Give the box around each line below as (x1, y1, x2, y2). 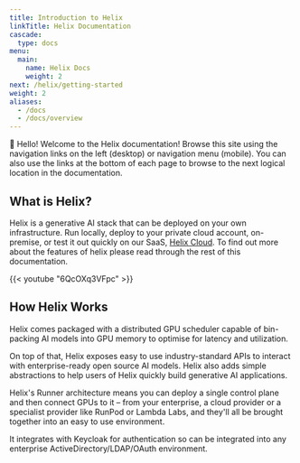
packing (9, 333, 40, 344)
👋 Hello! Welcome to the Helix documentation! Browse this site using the (9, 139, 278, 150)
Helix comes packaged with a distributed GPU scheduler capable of (9, 323, 262, 334)
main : (17, 55, 39, 64)
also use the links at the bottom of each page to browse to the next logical (9, 158, 286, 169)
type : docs (17, 38, 59, 48)
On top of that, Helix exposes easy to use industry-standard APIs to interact (9, 350, 291, 361)
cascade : (9, 30, 42, 39)
